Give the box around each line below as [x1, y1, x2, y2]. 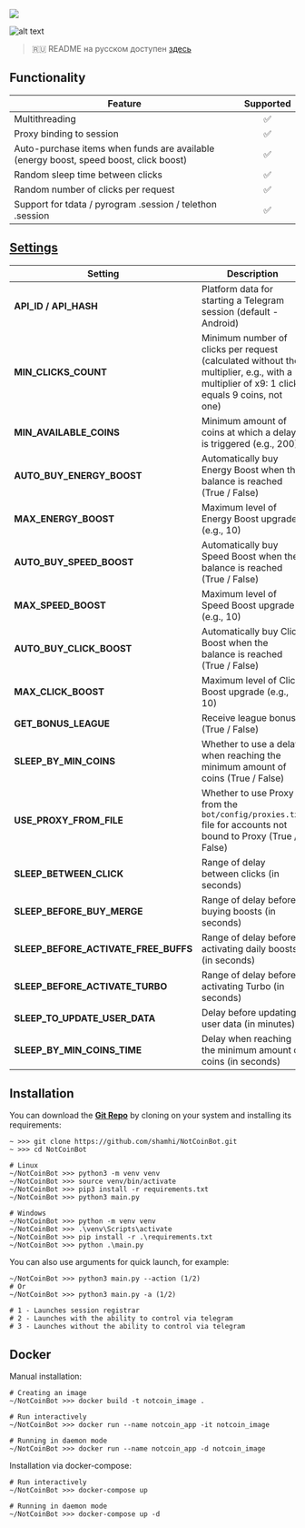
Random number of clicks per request [14, 183, 175, 196]
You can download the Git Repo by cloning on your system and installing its [9, 1110, 292, 1121]
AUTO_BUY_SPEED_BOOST [14, 555, 134, 568]
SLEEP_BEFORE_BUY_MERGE [14, 905, 143, 917]
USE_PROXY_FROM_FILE [14, 814, 124, 826]
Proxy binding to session [14, 127, 120, 140]
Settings [9, 240, 59, 256]
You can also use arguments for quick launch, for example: [9, 1257, 230, 1268]
